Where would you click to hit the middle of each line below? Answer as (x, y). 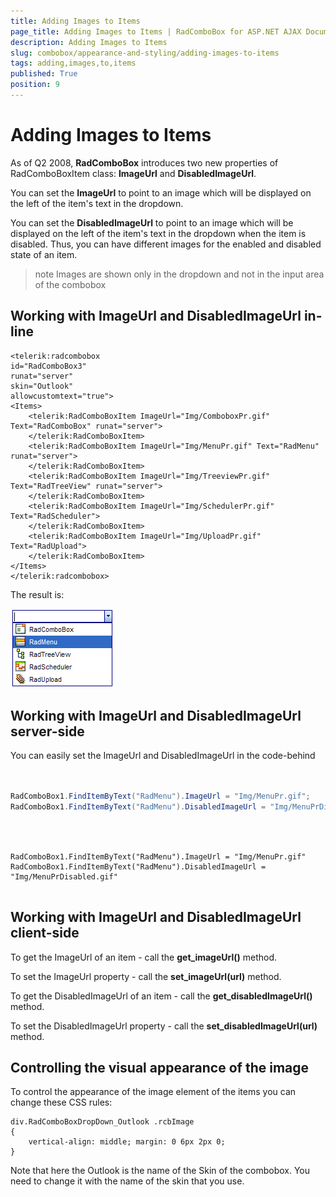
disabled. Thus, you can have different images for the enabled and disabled (166, 244)
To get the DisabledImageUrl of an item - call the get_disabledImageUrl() (161, 996)
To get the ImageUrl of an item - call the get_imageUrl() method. (144, 957)
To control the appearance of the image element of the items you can (153, 1092)
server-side (47, 731)
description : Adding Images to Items (89, 42)
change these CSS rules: (61, 1102)
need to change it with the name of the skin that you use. (127, 1181)
